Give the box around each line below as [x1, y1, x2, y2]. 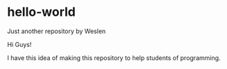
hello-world [7, 4, 76, 20]
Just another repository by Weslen [7, 27, 106, 35]
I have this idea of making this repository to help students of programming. [7, 53, 221, 62]
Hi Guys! [7, 40, 32, 48]
